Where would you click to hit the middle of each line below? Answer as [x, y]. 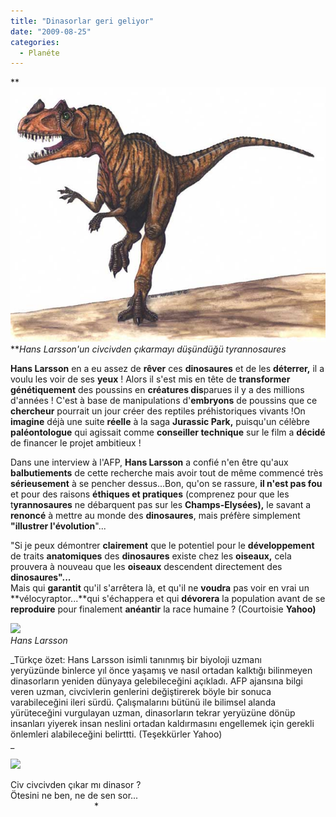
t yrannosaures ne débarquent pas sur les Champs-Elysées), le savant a [161, 504]
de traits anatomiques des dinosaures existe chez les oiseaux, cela [151, 556]
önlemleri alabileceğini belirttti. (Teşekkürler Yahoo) [116, 734]
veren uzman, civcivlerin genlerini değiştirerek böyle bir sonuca [141, 691]
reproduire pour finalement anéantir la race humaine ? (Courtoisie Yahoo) [163, 609]
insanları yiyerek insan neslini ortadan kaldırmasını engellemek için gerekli [162, 723]
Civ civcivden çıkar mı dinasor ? [76, 784]
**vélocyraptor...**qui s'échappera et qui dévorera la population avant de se [168, 598]
